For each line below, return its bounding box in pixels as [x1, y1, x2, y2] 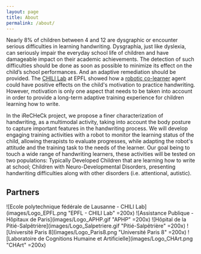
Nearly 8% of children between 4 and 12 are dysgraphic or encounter [6, 37, 178, 44]
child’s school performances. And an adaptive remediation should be [6, 69, 176, 76]
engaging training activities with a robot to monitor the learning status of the [6, 131, 194, 138]
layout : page [6, 8, 39, 15]
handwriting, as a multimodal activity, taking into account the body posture [6, 119, 191, 126]
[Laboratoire [6, 235, 37, 243]
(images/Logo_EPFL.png [6, 209, 67, 217]
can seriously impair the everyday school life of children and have [6, 49, 169, 57]
